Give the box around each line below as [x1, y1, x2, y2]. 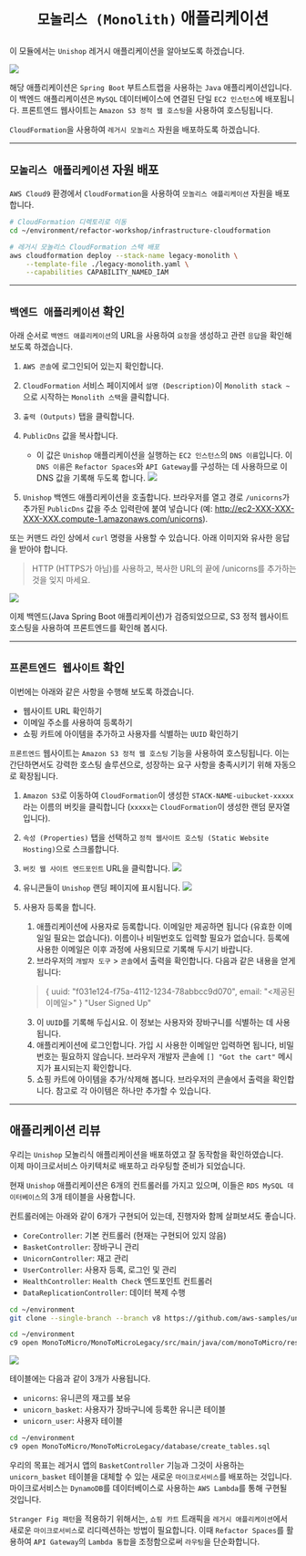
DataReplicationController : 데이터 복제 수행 [22, 1287, 186, 1298]
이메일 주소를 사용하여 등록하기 [22, 717, 133, 728]
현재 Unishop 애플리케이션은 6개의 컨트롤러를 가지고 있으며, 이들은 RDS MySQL [9, 1179, 284, 1190]
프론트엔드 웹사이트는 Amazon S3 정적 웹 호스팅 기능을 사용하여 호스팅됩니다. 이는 [9, 747, 290, 758]
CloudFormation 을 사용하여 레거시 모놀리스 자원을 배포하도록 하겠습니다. [9, 124, 260, 135]
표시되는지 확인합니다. [53, 1062, 132, 1073]
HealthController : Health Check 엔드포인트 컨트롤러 [22, 1275, 213, 1286]
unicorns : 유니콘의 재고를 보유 [22, 1393, 131, 1404]
